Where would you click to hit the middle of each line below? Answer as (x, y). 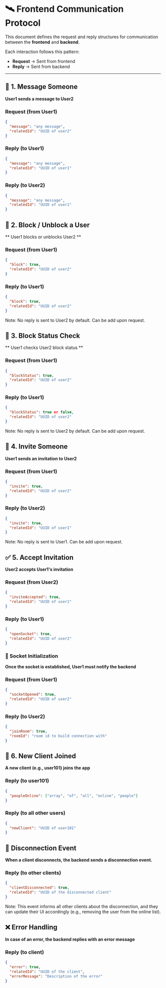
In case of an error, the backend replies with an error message (70, 939)
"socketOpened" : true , (33, 695)
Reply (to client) (25, 952)
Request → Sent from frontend (44, 61)
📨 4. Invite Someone (37, 447)
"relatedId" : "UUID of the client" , (47, 972)
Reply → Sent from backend (41, 66)
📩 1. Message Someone (41, 87)
